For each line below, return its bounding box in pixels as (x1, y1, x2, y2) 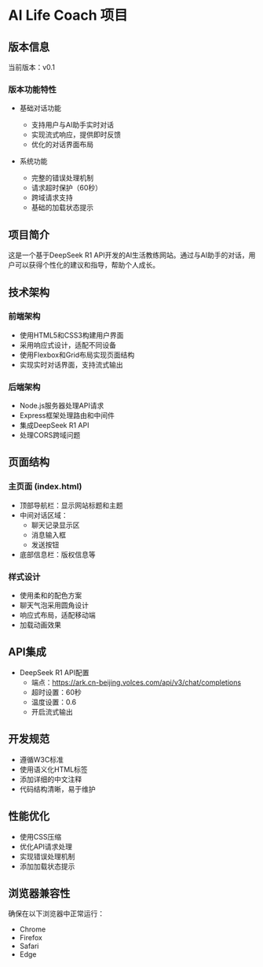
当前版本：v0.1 (8, 63, 55, 72)
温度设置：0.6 (31, 697, 77, 707)
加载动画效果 (19, 620, 61, 629)
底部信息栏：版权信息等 (19, 549, 96, 559)
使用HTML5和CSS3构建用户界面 (19, 330, 124, 340)
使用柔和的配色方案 (19, 591, 82, 600)
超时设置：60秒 (31, 687, 82, 696)
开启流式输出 (31, 707, 73, 716)
